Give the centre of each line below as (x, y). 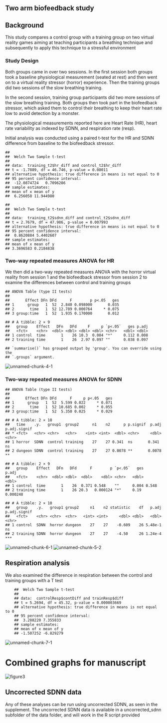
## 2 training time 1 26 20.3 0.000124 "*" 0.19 (73, 490)
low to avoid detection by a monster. (42, 113)
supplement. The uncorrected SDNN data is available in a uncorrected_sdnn (83, 710)
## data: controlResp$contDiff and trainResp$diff (69, 598)
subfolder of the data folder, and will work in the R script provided (73, 715)
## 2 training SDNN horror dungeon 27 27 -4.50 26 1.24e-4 (83, 534)
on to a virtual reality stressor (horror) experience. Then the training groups (83, 82)
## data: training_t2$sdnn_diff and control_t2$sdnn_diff (68, 218)
